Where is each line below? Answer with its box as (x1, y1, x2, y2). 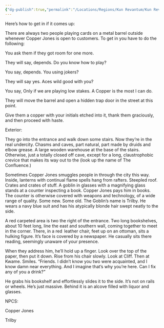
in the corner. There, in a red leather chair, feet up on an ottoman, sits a (5, 228, 149, 234)
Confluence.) (5, 162, 32, 168)
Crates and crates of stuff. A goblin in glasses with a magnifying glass (5, 182, 145, 188)
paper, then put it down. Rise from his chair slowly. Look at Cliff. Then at (5, 253, 150, 259)
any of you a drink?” (5, 269, 45, 275)
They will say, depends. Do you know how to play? (5, 59, 106, 65)
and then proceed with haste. (5, 117, 64, 123)
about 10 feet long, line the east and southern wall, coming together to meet (5, 223, 158, 229)
